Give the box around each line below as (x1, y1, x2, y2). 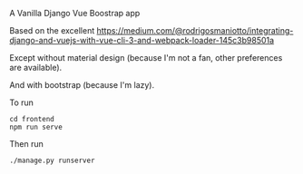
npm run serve (9, 122, 64, 131)
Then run (9, 139, 44, 149)
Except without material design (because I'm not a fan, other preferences (9, 53, 283, 63)
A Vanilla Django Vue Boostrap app (9, 8, 141, 18)
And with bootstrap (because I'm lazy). (9, 80, 155, 90)
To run (9, 97, 34, 108)
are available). (9, 63, 63, 72)
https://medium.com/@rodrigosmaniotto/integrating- (96, 25, 294, 35)
